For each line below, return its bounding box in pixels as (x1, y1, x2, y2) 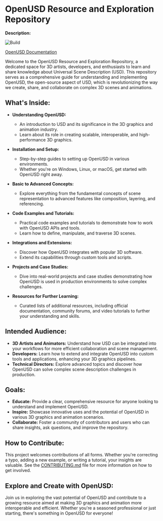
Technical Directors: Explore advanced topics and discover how (12, 361, 143, 367)
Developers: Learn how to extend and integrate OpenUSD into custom (12, 351, 154, 356)
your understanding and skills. (19, 313, 81, 319)
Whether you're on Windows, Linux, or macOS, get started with (19, 166, 147, 172)
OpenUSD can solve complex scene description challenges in (12, 366, 137, 372)
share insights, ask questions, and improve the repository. (12, 425, 129, 430)
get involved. (5, 468, 31, 474)
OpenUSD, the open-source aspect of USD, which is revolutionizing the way (5, 79, 158, 85)
